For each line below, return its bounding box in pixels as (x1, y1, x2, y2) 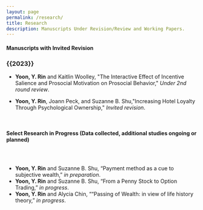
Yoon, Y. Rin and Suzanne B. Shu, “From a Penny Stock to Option (14, 177, 178, 185)
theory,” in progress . (14, 197, 66, 204)
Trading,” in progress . (14, 184, 69, 191)
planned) (6, 136, 30, 143)
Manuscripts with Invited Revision (6, 44, 94, 51)
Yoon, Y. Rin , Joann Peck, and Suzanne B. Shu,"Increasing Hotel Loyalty (14, 98, 195, 105)
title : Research (6, 20, 47, 26)
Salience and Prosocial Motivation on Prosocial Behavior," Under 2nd (14, 80, 187, 87)
